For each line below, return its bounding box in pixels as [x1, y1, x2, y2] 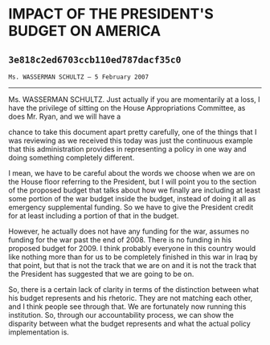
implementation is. [8, 327, 70, 337]
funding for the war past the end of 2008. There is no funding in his [8, 235, 231, 245]
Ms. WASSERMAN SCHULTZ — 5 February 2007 [8, 73, 149, 81]
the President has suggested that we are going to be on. [8, 270, 194, 278]
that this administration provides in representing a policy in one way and [8, 144, 247, 153]
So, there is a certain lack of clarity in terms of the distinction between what [8, 285, 260, 294]
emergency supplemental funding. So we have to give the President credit [8, 202, 254, 212]
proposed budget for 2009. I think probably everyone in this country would [8, 244, 256, 253]
